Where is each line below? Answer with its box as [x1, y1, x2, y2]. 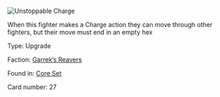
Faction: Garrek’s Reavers [7, 55, 83, 64]
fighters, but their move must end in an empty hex [7, 28, 154, 36]
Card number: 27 [7, 83, 57, 91]
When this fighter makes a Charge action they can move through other [7, 21, 213, 28]
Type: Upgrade [7, 42, 52, 50]
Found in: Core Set [7, 69, 62, 77]
